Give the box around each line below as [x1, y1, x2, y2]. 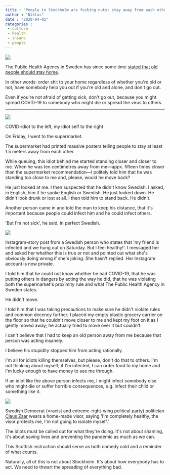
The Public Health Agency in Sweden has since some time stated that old [5, 64, 158, 70]
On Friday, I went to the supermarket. [5, 133, 83, 139]
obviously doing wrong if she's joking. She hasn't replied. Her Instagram [5, 255, 156, 261]
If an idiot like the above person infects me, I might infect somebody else [5, 377, 157, 383]
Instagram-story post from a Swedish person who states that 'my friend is [5, 239, 159, 245]
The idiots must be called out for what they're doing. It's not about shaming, [5, 428, 163, 434]
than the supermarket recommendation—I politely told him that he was [5, 169, 152, 175]
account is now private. [5, 261, 54, 267]
